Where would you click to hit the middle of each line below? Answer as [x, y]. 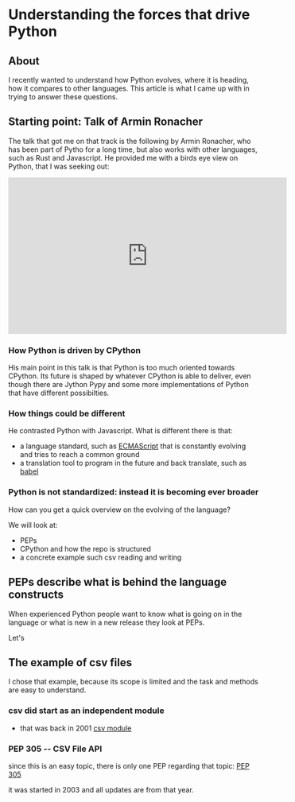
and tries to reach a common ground [80, 455]
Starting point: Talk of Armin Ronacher [106, 122]
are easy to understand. [47, 690]
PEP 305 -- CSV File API [55, 749]
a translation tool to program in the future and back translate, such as [133, 463]
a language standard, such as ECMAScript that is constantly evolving [133, 446]
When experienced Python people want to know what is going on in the [125, 614]
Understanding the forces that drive [129, 15]
